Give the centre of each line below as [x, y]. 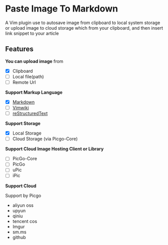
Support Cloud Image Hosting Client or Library [54, 149]
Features [19, 49]
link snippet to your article [32, 33]
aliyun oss [23, 205]
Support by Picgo [23, 195]
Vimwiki [21, 108]
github [19, 237]
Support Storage [23, 124]
